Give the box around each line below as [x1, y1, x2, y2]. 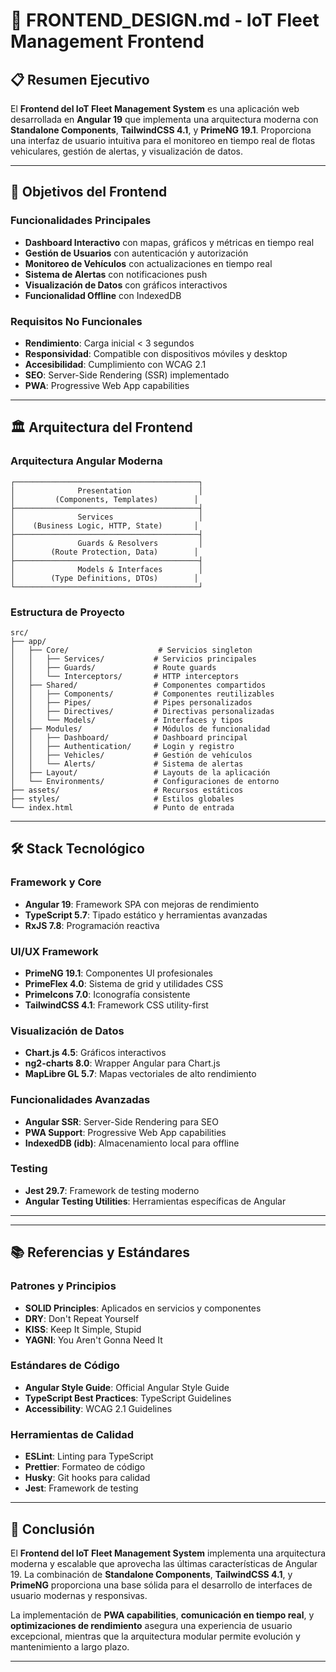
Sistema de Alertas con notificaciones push [24, 268, 208, 280]
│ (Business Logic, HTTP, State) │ [10, 520, 199, 531]
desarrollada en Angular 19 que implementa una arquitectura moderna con [10, 114, 319, 125]
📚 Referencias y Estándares [10, 1244, 191, 1261]
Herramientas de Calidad [10, 1427, 135, 1441]
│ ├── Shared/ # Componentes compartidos [10, 680, 267, 690]
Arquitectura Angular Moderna [10, 454, 163, 468]
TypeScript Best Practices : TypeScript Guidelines [24, 1392, 232, 1404]
